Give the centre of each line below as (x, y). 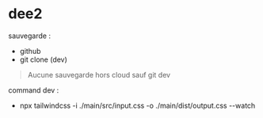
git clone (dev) (43, 59)
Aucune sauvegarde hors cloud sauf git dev (99, 74)
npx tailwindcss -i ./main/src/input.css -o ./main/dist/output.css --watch (137, 105)
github (30, 51)
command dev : (34, 90)
